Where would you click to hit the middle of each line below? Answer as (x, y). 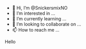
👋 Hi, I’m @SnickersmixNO (40, 8)
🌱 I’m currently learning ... (39, 19)
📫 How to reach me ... (36, 30)
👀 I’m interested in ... (34, 13)
